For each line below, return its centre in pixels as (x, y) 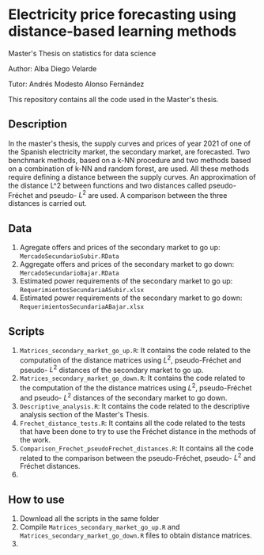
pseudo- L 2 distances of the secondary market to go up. (111, 369)
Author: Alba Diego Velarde (53, 68)
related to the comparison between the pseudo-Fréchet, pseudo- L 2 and (138, 457)
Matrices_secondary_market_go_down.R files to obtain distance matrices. (136, 535)
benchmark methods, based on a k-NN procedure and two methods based (130, 160)
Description (38, 124)
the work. (35, 439)
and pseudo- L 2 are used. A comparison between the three (131, 194)
